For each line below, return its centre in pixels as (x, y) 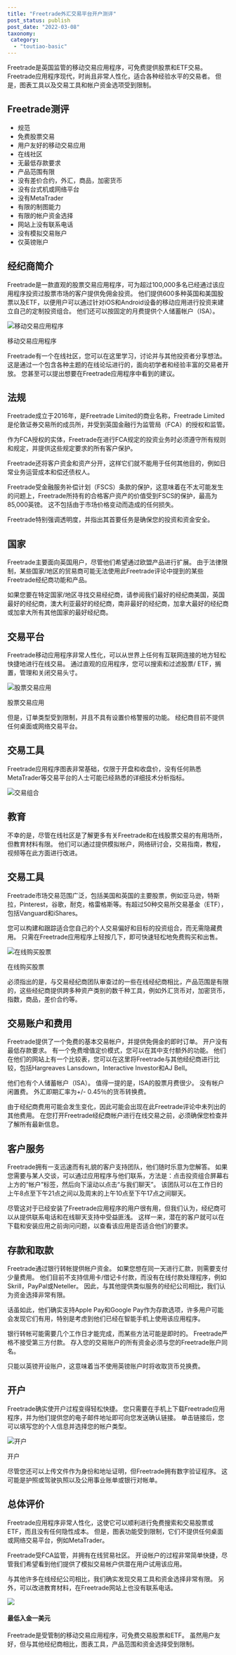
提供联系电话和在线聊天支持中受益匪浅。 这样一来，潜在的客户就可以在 (122, 1217)
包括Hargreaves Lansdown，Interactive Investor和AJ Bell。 (105, 1068)
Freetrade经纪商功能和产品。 (49, 580)
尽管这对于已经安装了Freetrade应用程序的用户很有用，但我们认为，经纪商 (113, 1208)
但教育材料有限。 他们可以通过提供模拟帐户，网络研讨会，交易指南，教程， (116, 844)
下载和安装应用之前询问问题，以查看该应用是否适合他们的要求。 (99, 1226)
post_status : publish (39, 20)
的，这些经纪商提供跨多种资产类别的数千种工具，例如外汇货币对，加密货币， (118, 990)
